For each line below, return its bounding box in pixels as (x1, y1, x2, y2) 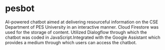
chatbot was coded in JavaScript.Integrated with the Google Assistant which (5, 34, 161, 40)
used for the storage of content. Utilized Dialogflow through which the (5, 29, 147, 35)
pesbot (5, 3, 35, 14)
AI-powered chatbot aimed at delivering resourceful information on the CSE (5, 19, 159, 25)
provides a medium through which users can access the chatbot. (5, 39, 137, 45)
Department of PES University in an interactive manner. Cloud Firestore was (5, 24, 159, 30)
